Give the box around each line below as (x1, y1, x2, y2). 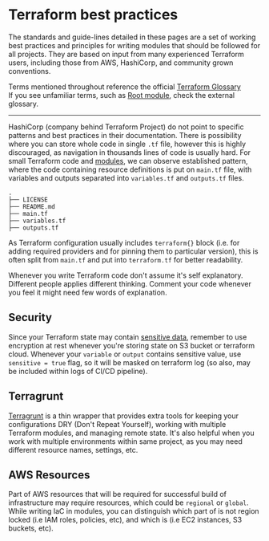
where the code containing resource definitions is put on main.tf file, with (8, 165, 252, 174)
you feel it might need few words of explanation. (8, 287, 167, 297)
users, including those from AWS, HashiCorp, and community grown (8, 58, 234, 67)
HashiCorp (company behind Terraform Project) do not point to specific (8, 122, 244, 132)
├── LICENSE (8, 195, 48, 204)
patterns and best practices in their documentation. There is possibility (8, 130, 242, 140)
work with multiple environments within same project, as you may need (8, 436, 243, 446)
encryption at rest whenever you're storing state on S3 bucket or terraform (8, 340, 255, 350)
